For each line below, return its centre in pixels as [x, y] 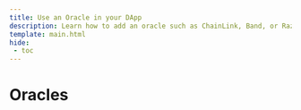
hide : [19, 42]
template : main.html [48, 34]
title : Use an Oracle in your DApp [76, 17]
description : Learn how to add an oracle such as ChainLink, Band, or [144, 26]
